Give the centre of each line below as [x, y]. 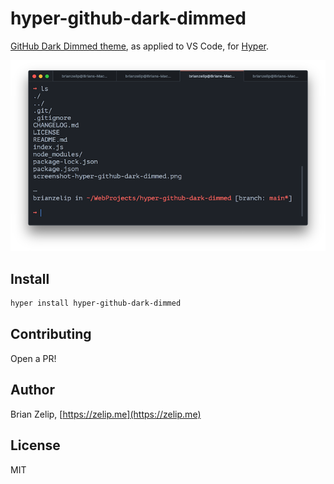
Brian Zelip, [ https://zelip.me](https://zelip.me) [106, 414]
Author [32, 390]
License [35, 445]
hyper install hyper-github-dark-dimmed [96, 303]
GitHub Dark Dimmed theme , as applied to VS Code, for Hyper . [140, 46]
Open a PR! [33, 358]
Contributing [51, 334]
